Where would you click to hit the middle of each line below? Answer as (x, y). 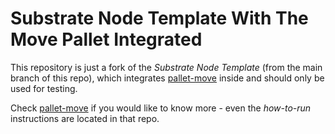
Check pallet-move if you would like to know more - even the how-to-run (161, 108)
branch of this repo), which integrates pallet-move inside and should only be (167, 78)
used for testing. (44, 88)
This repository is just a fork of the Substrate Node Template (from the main (166, 67)
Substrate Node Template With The (159, 18)
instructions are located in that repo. (85, 118)
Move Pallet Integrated (106, 39)
